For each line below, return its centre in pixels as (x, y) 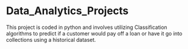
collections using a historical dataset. (51, 40)
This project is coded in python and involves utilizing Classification (87, 27)
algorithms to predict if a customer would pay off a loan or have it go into (94, 33)
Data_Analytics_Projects (68, 11)
